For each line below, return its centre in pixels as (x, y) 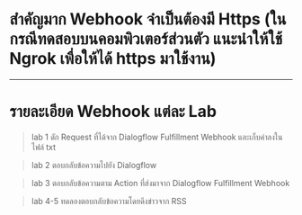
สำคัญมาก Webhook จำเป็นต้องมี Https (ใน (148, 19)
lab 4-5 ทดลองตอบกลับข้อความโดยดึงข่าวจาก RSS (109, 201)
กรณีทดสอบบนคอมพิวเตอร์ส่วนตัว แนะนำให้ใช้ (146, 39)
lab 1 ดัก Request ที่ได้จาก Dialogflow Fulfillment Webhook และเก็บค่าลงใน (157, 137)
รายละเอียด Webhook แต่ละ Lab (113, 112)
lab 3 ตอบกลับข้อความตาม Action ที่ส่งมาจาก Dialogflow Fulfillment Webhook (160, 183)
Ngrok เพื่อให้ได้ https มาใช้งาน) (113, 59)
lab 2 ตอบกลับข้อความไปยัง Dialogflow (94, 165)
